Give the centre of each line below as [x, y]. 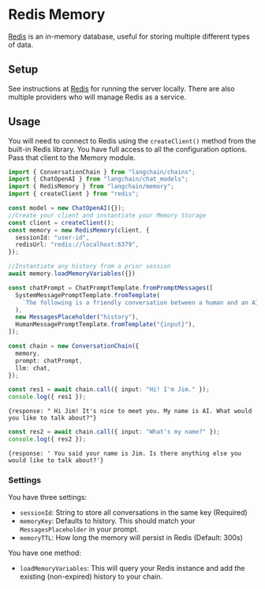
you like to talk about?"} [52, 418]
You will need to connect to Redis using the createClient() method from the [132, 140]
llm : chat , [33, 368]
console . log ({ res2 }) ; [47, 439]
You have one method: [45, 553]
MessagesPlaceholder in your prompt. [79, 529]
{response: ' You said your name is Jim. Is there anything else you [125, 453]
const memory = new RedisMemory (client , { [79, 230]
